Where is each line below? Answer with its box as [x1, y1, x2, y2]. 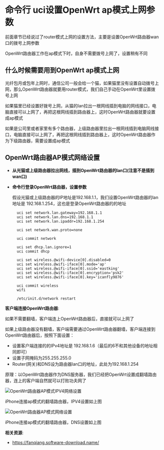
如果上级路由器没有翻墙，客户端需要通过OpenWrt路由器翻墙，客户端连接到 [5, 326, 156, 332]
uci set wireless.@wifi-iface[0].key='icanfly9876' [17, 275, 124, 279]
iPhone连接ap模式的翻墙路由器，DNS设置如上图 [5, 419, 102, 425]
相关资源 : [5, 429, 24, 435]
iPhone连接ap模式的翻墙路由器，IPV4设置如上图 [5, 398, 102, 404]
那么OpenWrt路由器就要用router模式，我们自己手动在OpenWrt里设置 [13, 86, 151, 92]
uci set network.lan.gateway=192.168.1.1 [17, 210, 102, 215]
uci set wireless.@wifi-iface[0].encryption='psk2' [17, 270, 124, 275]
